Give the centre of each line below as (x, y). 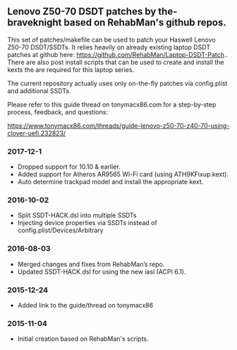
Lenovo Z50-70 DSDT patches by (82, 12)
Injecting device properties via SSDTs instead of (87, 223)
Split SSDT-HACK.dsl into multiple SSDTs (77, 215)
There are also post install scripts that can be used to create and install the (116, 62)
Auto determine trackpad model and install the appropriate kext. (110, 182)
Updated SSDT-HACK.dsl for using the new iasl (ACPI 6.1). (102, 272)
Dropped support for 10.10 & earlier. (69, 167)
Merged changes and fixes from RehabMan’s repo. (91, 264)
